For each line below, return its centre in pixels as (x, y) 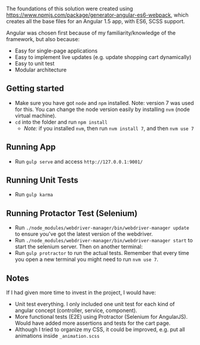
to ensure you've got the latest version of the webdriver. (84, 234)
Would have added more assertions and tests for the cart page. (93, 323)
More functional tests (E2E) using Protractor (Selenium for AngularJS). (101, 317)
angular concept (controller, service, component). (76, 310)
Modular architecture (41, 70)
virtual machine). (36, 115)
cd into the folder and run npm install (61, 122)
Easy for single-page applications (56, 51)
